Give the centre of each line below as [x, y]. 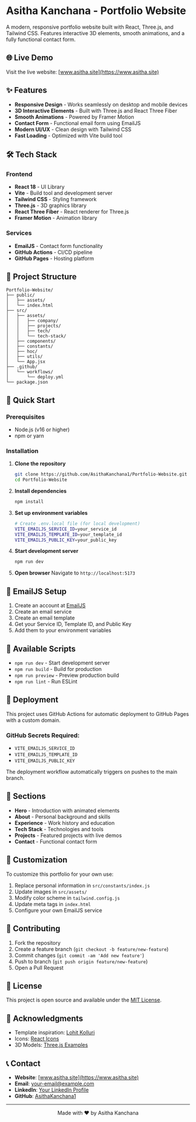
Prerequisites [25, 417]
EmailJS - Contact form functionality [59, 246]
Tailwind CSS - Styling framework [55, 199]
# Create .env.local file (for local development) [77, 524]
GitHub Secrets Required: [43, 735]
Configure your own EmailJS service [58, 910]
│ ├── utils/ [24, 357]
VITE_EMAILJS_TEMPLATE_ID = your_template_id [68, 534]
